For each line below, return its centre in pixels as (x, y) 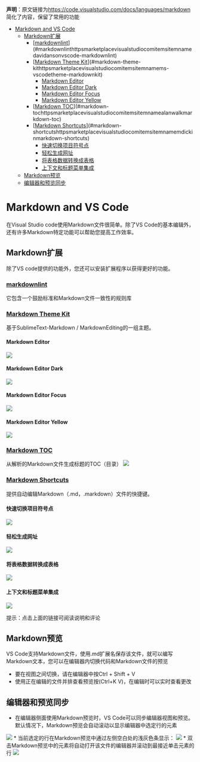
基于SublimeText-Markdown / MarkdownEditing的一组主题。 (80, 328)
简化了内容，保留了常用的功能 (43, 17)
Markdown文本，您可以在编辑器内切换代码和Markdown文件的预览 (87, 661)
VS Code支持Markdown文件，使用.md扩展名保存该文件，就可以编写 (90, 654)
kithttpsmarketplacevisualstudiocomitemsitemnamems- (101, 68)
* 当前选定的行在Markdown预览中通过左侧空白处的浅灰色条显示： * (100, 738)
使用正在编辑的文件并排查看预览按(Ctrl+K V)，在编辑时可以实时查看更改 (103, 682)
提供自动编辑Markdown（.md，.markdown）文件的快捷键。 (80, 494)
